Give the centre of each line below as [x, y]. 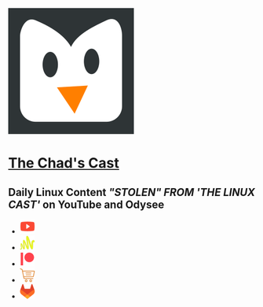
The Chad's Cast [64, 163]
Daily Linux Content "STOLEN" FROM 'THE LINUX [131, 192]
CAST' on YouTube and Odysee [86, 204]
